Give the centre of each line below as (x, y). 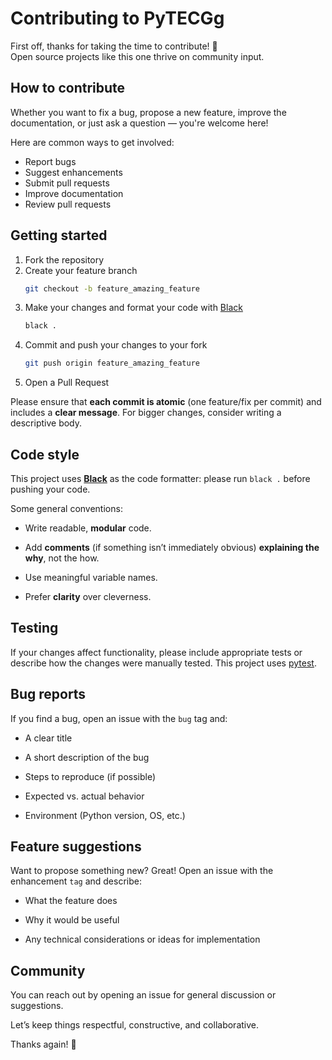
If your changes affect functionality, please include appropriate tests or (156, 652)
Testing (34, 628)
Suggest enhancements (73, 172)
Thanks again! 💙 (43, 1044)
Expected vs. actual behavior (84, 796)
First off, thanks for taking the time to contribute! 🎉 (114, 46)
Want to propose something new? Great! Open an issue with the (142, 871)
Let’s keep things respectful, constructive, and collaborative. (134, 1025)
